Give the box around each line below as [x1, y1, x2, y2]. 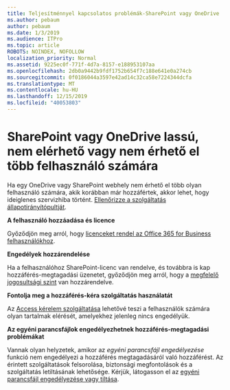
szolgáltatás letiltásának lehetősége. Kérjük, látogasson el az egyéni [7, 367, 200, 376]
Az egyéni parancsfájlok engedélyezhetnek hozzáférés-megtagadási [7, 325, 209, 333]
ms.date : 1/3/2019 [7, 29, 60, 36]
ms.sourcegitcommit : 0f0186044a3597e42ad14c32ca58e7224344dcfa [7, 73, 192, 81]
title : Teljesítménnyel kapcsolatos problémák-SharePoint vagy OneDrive [7, 10, 220, 17]
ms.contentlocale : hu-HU [7, 87, 78, 93]
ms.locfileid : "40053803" [7, 100, 81, 106]
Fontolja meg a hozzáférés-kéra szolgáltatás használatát [7, 291, 173, 299]
